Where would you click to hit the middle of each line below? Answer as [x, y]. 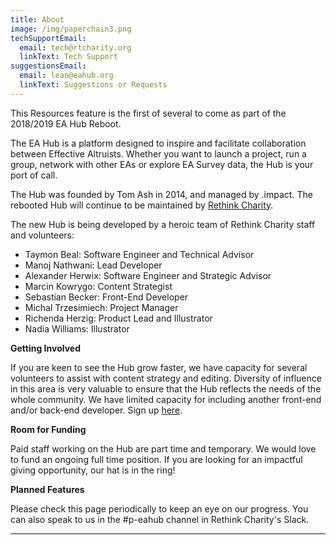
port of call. [34, 175]
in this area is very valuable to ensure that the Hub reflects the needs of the [166, 388]
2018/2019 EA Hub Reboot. [66, 123]
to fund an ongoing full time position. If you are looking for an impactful [156, 459]
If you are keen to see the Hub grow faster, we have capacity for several [159, 367]
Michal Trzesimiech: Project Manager [101, 307]
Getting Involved [45, 348]
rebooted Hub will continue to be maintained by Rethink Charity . [142, 205]
